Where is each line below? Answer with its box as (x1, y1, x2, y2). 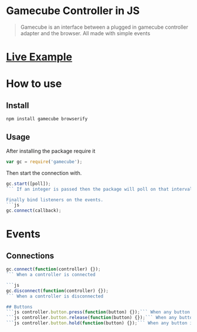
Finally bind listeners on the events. (6, 197, 104, 203)
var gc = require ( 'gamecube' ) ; (6, 158, 83, 165)
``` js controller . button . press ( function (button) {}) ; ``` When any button (6, 309, 191, 315)
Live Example (6, 50, 72, 64)
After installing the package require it (6, 147, 96, 154)
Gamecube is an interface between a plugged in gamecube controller (20, 23, 189, 31)
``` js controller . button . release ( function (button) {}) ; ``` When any (6, 315, 177, 321)
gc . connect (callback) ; (6, 208, 62, 214)
